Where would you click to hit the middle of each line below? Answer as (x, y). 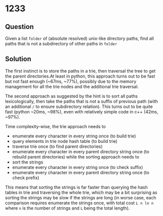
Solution (18, 59)
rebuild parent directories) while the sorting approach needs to (76, 157)
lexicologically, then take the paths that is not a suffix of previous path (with (81, 101)
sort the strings (27, 162)
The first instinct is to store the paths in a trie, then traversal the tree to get (80, 71)
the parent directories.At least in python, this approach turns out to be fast (80, 76)
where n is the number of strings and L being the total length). (68, 208)
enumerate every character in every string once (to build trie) (74, 136)
